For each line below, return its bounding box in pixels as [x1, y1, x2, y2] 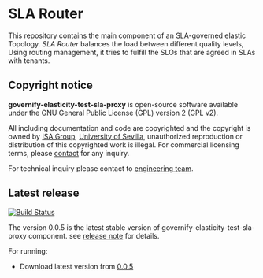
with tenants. [8, 56, 50, 65]
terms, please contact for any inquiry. [8, 148, 130, 158]
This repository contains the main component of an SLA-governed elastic [8, 31, 246, 40]
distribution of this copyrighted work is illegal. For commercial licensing [8, 139, 240, 150]
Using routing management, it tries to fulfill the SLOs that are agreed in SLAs [8, 47, 256, 57]
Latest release [8, 187, 80, 200]
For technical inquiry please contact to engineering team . [8, 163, 194, 173]
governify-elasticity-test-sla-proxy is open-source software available [8, 99, 239, 109]
